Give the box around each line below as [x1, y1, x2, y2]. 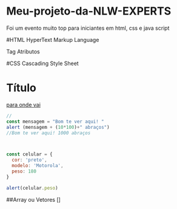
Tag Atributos [6, 47, 41, 55]
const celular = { [6, 151, 53, 157]
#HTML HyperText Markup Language [6, 36, 99, 43]
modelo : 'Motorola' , [12, 163, 64, 169]
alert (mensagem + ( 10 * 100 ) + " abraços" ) [6, 124, 110, 130]
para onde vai [6, 101, 41, 108]
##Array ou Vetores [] [6, 196, 61, 203]
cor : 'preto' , [12, 157, 47, 163]
